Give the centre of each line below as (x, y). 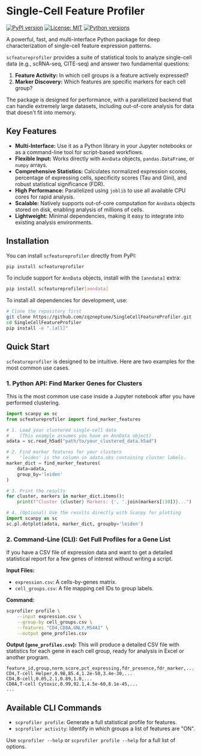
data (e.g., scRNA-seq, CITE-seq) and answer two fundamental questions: (98, 64)
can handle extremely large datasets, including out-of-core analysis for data (100, 106)
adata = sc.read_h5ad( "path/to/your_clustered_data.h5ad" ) (82, 441)
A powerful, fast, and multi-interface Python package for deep (83, 39)
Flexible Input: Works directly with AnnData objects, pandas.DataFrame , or (105, 158)
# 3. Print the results (36, 491)
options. (16, 747)
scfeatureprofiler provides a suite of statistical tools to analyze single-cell (99, 57)
